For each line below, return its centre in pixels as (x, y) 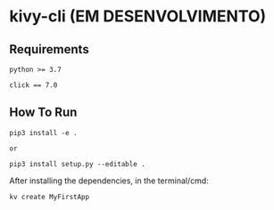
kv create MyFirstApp (50, 197)
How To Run (43, 113)
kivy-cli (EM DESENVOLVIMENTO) (138, 16)
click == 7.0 (33, 85)
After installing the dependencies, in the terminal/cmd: (109, 181)
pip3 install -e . (43, 133)
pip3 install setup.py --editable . (77, 164)
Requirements (49, 49)
